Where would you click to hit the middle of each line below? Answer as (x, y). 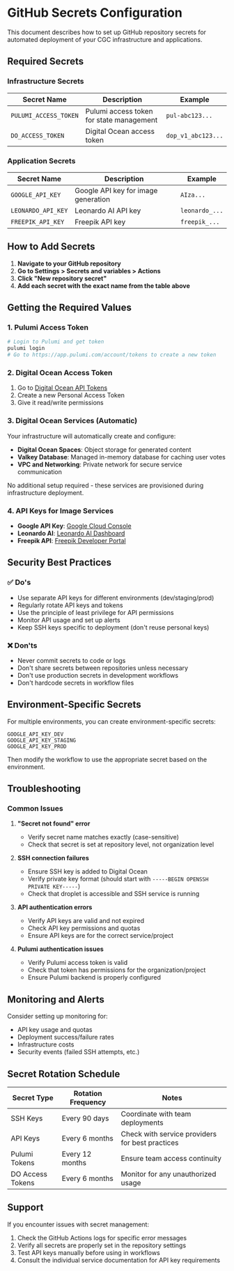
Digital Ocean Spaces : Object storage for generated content (104, 449)
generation (92, 199)
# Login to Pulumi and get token (56, 342)
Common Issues (36, 809)
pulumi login (26, 349)
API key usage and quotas (55, 1030)
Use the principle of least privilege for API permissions (95, 612)
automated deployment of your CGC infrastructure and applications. (105, 39)
